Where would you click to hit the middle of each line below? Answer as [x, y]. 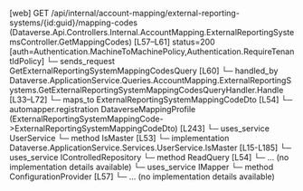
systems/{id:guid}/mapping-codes [74, 23]
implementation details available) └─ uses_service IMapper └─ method [142, 167]
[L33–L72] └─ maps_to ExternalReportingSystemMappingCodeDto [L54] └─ [151, 100]
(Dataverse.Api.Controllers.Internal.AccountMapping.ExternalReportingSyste [152, 32]
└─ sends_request [81, 61]
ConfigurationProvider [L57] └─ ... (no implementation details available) [142, 177]
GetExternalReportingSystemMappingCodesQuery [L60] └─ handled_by [144, 71]
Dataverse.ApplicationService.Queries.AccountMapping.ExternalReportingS [151, 80]
